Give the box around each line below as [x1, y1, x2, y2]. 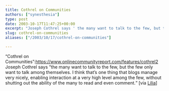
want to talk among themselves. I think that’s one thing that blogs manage [5, 69, 158, 75]
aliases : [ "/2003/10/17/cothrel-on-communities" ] [5, 35, 112, 40]
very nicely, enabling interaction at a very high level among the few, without [5, 74, 162, 80]
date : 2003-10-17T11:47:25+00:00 [5, 21, 75, 26]
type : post [5, 16, 28, 21]
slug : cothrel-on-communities [5, 30, 69, 35]
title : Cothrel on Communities [5, 7, 71, 12]
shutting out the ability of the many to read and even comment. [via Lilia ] [5, 79, 157, 85]
